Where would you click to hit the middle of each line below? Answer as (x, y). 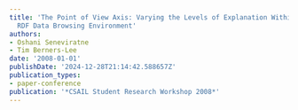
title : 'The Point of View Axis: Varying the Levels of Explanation (138, 17)
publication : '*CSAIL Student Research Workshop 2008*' (114, 91)
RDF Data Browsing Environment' (77, 26)
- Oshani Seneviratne (49, 42)
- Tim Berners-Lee (43, 51)
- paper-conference (45, 83)
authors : (25, 34)
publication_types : (45, 75)
